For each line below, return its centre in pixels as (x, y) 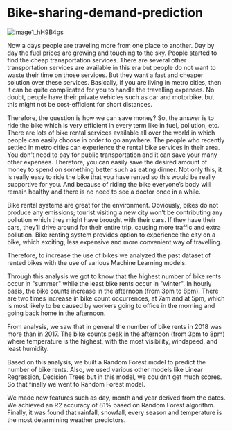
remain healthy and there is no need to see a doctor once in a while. (104, 192)
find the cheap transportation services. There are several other (97, 60)
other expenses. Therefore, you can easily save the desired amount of (107, 162)
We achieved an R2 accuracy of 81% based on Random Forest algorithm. (111, 405)
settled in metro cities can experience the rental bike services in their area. (114, 147)
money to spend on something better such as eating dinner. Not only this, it (115, 169)
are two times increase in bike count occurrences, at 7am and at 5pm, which (116, 298)
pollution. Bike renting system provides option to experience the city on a (111, 235)
